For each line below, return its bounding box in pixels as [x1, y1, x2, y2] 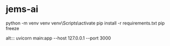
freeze [6, 25, 20, 31]
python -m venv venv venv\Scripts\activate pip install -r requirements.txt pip [6, 20, 165, 26]
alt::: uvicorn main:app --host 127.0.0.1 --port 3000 [6, 35, 111, 41]
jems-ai [6, 3, 38, 15]
